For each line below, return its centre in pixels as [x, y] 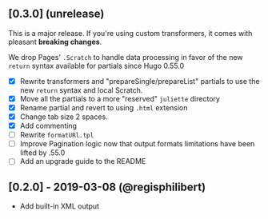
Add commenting [48, 126]
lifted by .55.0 [42, 153]
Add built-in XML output [60, 206]
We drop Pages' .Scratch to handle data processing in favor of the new [126, 57]
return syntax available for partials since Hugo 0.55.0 [96, 66]
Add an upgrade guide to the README [83, 161]
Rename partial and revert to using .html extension [104, 107]
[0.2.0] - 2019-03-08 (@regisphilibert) [107, 187]
